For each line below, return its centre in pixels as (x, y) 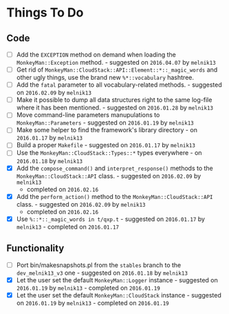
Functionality (35, 248)
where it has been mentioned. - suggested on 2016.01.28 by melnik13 (115, 107)
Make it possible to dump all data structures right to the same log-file (114, 100)
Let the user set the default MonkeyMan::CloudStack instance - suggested (119, 295)
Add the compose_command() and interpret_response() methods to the (115, 168)
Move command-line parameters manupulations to (88, 115)
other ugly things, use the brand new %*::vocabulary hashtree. (105, 78)
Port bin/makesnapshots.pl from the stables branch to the (99, 265)
